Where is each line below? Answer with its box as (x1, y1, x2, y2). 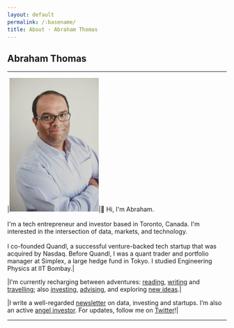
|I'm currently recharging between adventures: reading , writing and (7, 278, 201, 286)
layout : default (7, 11, 54, 18)
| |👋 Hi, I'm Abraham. (7, 205, 155, 214)
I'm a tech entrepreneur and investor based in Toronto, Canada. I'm (7, 220, 200, 228)
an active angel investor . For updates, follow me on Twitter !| (7, 306, 179, 315)
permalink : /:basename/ (7, 18, 77, 26)
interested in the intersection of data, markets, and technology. (7, 227, 188, 236)
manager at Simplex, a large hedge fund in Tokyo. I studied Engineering (7, 257, 212, 265)
